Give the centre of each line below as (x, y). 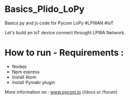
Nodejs (19, 66)
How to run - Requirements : (64, 53)
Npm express (26, 72)
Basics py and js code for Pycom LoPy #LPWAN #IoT (59, 23)
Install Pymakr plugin (33, 82)
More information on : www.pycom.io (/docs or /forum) (61, 92)
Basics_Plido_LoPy (44, 9)
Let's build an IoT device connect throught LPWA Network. (65, 32)
